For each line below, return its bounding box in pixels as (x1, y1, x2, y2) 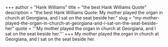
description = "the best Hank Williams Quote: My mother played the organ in (5, 9, 163, 15)
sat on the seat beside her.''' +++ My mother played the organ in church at (5, 31, 159, 36)
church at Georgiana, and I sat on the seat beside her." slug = (5, 15, 132, 20)
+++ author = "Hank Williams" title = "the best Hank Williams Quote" (5, 4, 147, 10)
